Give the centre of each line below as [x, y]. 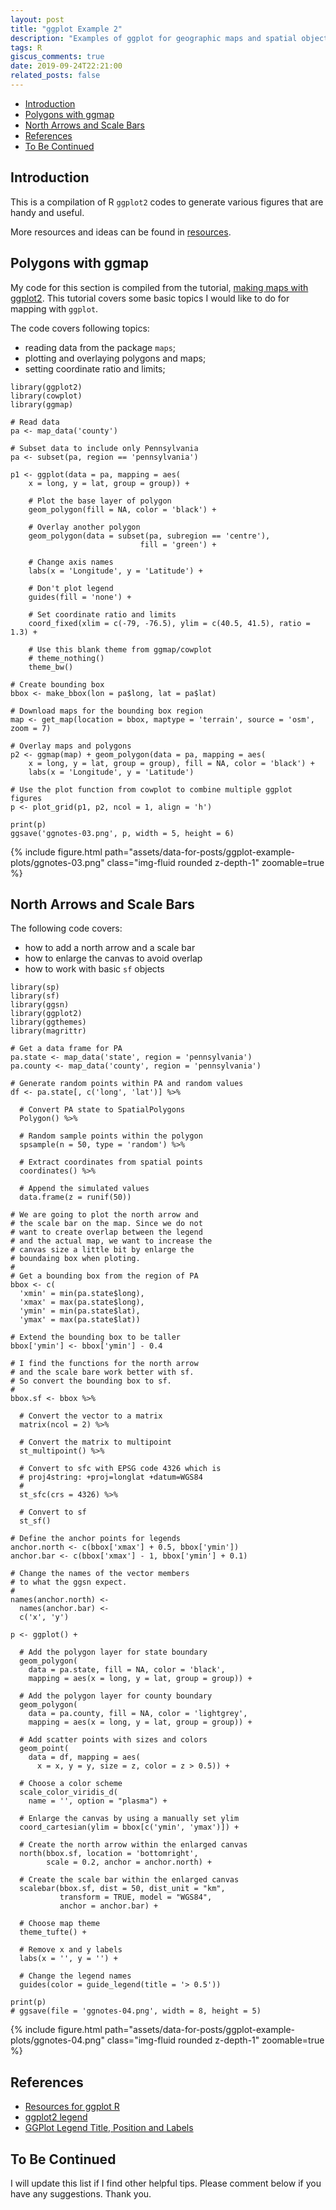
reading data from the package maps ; [100, 347]
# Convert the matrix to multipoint [95, 1442]
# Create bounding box [57, 684]
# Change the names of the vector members [100, 1574]
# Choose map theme [60, 1924]
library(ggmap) [42, 404]
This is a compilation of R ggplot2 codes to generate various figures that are [167, 202]
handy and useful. [47, 212]
